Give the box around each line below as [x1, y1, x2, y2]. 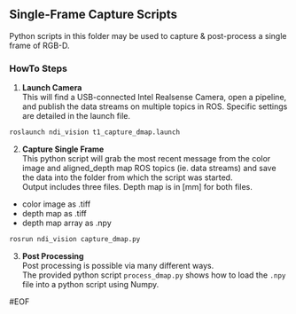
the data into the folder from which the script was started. [21, 172, 233, 183]
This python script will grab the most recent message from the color [21, 153, 271, 163]
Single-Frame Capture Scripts [9, 7, 178, 22]
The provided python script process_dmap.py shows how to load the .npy [21, 270, 286, 280]
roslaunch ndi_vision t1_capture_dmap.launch [9, 128, 180, 137]
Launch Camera [21, 82, 82, 93]
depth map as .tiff [21, 208, 87, 218]
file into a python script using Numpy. [21, 279, 160, 289]
